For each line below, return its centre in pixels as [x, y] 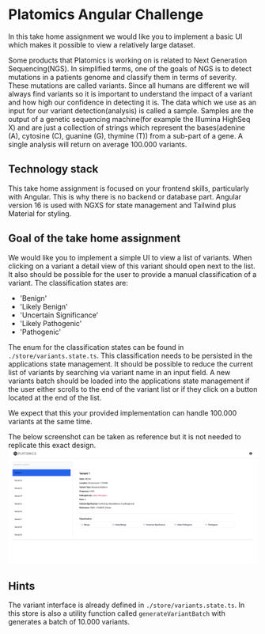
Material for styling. [40, 213]
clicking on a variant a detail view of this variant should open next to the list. [132, 266]
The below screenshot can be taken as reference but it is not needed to [125, 436]
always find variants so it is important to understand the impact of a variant [131, 93]
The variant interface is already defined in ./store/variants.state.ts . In [127, 605]
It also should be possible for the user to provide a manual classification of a [132, 274]
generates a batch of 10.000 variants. [69, 622]
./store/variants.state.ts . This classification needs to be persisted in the [131, 355]
